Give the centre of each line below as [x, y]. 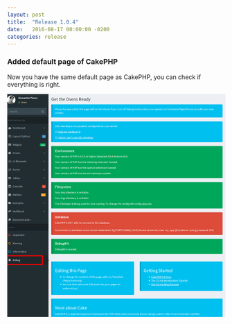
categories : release [37, 37]
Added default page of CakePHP [63, 62]
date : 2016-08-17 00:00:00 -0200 [59, 29]
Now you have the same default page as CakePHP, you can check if [104, 77]
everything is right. [34, 84]
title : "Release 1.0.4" [43, 22]
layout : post [26, 15]
